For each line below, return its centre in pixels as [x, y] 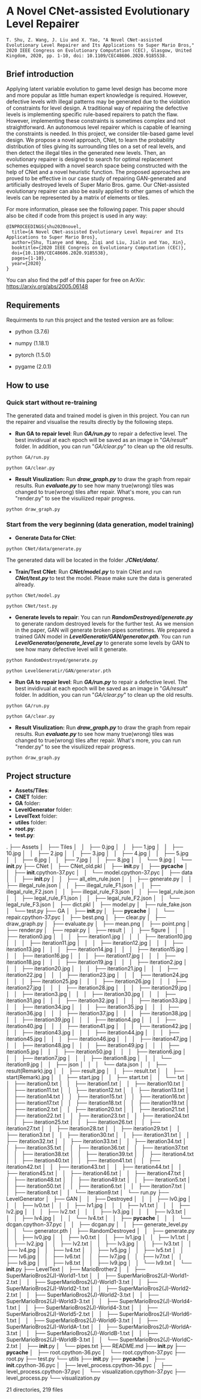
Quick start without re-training [52, 402]
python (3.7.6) [32, 331]
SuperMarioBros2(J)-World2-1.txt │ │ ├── [62, 1288]
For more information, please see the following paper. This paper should [95, 209]
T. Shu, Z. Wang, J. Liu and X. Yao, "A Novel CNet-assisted [84, 40]
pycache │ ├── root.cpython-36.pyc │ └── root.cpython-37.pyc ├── [96, 1353]
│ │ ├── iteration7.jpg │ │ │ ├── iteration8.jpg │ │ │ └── [89, 1058]
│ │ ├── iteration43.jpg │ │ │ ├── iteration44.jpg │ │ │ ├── [93, 1033]
